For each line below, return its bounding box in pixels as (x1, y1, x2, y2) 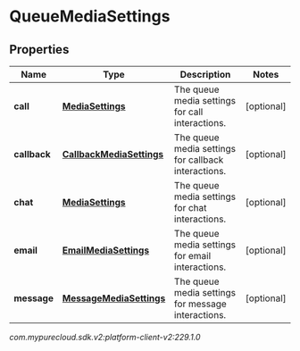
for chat (173, 202, 207, 213)
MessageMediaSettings (62, 292, 166, 305)
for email (173, 250, 212, 262)
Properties (9, 42, 70, 57)
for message (173, 297, 228, 310)
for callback (173, 154, 224, 166)
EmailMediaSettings (62, 244, 150, 256)
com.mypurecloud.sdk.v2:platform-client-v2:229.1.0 (9, 332, 201, 342)
